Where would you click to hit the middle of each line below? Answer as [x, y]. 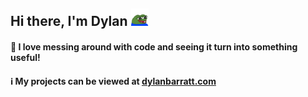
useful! [25, 57]
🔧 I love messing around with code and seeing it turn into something [154, 46]
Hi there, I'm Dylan [69, 21]
